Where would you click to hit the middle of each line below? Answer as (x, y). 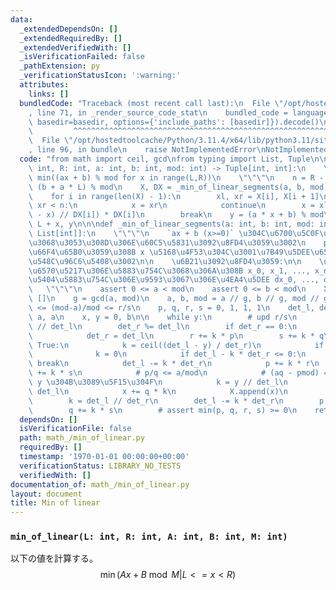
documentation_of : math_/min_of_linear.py (100, 484)
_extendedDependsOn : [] (68, 29)
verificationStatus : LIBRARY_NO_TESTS (100, 466)
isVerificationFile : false (75, 429)
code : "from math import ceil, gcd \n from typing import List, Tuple (165, 159)
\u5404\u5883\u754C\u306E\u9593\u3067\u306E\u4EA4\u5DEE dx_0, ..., (174, 280)
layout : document (46, 494)
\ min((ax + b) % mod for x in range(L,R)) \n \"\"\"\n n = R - (176, 177)
